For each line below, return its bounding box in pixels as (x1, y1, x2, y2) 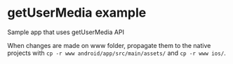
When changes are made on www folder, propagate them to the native (7, 41, 211, 49)
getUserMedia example (7, 5, 147, 21)
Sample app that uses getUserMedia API (7, 28, 125, 36)
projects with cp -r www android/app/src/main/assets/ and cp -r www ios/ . (7, 49, 226, 57)
